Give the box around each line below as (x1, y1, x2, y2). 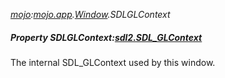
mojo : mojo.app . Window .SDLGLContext (10, 9, 171, 20)
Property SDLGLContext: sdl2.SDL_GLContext (10, 31, 203, 43)
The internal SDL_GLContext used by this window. (10, 56, 216, 68)
